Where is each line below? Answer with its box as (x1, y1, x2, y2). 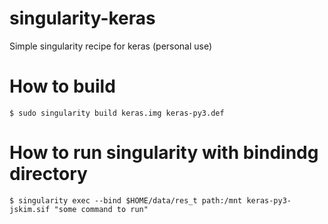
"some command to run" (53, 204, 149, 214)
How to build (9, 75, 116, 98)
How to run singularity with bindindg (9, 142, 319, 164)
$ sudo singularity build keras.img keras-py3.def (9, 108, 225, 118)
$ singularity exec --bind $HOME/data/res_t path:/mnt (9, 195, 243, 206)
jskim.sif (9, 204, 51, 214)
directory (9, 163, 88, 186)
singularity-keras (9, 7, 156, 30)
